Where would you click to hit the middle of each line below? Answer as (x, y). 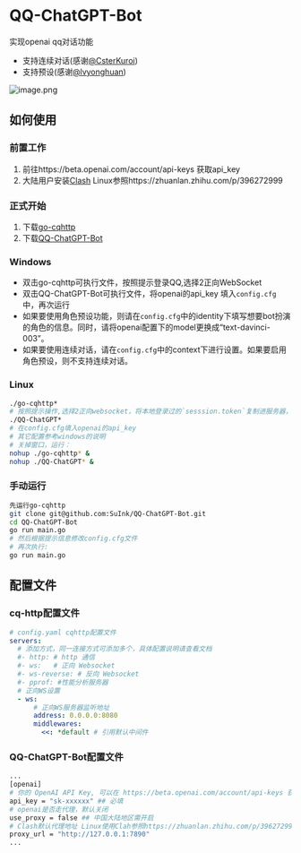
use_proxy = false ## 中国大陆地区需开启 (82, 818)
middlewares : (57, 724)
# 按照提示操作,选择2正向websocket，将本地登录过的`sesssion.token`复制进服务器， (151, 412)
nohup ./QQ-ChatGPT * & (52, 461)
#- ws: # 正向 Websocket (66, 666)
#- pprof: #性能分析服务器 (63, 682)
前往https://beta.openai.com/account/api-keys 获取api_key (131, 169)
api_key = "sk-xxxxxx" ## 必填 (66, 801)
